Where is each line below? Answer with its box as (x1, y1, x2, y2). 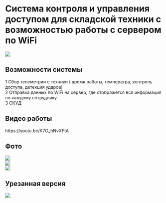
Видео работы (5, 114, 52, 123)
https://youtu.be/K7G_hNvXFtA (5, 128, 69, 134)
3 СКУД (5, 100, 22, 106)
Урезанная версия (5, 179, 66, 188)
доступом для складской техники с (5, 13, 162, 25)
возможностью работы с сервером (5, 24, 162, 35)
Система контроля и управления (5, 3, 150, 14)
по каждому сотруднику (5, 94, 57, 100)
